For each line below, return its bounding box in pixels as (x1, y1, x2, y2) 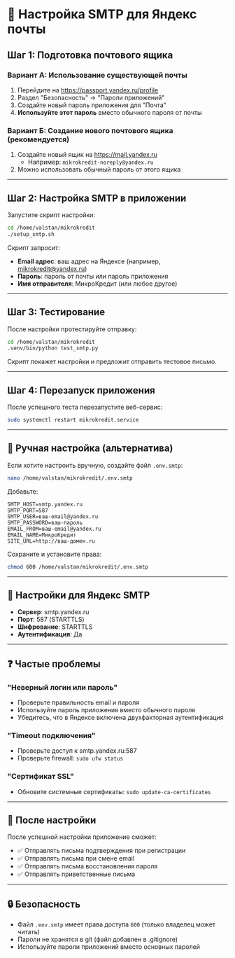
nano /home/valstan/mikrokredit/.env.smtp (7, 474, 133, 482)
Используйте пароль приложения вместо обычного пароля (17, 706, 196, 714)
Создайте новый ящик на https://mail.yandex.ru (17, 151, 157, 159)
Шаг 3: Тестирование (7, 306, 106, 318)
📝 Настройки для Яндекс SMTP (7, 589, 150, 601)
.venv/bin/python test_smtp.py (7, 345, 99, 352)
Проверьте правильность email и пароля (17, 698, 140, 707)
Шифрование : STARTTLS (17, 623, 93, 631)
